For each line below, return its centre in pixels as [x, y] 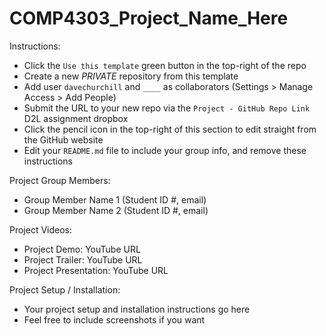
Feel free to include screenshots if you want [114, 319]
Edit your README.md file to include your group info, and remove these [165, 150]
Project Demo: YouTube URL [82, 249]
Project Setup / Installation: [65, 289]
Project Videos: [41, 229]
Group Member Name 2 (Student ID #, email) [116, 210]
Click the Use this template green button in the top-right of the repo [165, 65]
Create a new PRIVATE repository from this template [131, 76]
